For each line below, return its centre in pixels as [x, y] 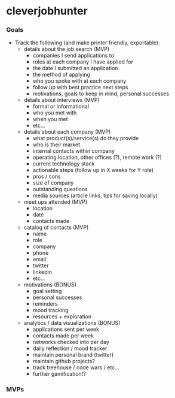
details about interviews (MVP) [62, 100]
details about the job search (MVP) [67, 49]
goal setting [47, 291]
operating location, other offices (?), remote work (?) [97, 158]
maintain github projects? [64, 361]
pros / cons [47, 177]
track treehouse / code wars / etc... [76, 367]
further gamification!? [59, 374]
